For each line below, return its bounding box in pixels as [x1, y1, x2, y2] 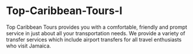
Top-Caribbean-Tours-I [6, 4, 123, 18]
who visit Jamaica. [6, 42, 52, 49]
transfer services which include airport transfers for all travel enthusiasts [6, 36, 182, 43]
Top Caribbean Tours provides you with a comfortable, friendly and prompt [6, 23, 188, 31]
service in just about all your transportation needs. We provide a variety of [6, 29, 186, 36]
